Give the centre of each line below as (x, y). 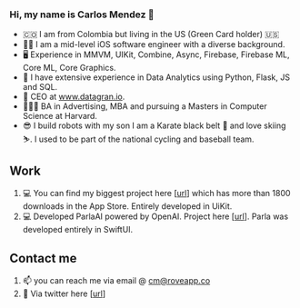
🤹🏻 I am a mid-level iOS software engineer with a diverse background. (154, 45)
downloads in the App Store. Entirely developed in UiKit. (127, 206)
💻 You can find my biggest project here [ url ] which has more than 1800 (156, 194)
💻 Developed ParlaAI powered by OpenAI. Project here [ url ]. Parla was (155, 216)
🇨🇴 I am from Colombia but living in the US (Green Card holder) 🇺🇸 (151, 35)
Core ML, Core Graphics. (69, 68)
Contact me (43, 258)
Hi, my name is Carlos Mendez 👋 (82, 15)
